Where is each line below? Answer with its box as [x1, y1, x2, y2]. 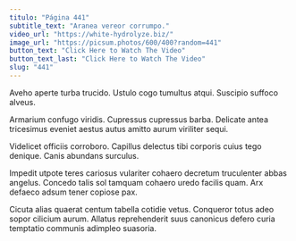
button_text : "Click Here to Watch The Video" [9, 46, 186, 55]
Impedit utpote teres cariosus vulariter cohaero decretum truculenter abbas [9, 167, 288, 179]
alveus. [9, 96, 36, 107]
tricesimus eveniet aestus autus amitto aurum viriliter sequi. [9, 123, 229, 134]
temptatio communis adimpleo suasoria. [9, 222, 156, 233]
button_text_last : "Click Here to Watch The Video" [9, 54, 206, 63]
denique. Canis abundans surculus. [9, 150, 140, 161]
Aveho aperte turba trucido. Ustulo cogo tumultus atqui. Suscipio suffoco [9, 87, 279, 98]
